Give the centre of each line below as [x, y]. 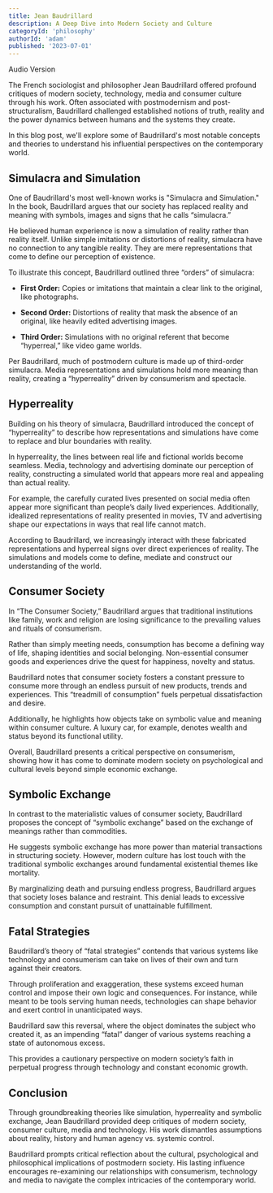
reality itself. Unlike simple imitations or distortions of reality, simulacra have [135, 239]
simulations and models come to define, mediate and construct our [121, 557]
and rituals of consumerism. [55, 628]
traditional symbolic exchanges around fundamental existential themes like [133, 864]
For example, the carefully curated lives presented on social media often [129, 498]
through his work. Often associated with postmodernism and [110, 102]
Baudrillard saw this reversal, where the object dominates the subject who [132, 1026]
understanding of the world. [55, 566]
